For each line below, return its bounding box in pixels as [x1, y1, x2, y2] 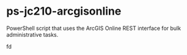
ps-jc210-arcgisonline [6, 4, 122, 18]
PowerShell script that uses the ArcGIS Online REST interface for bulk [6, 24, 182, 32]
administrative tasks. [6, 31, 59, 38]
